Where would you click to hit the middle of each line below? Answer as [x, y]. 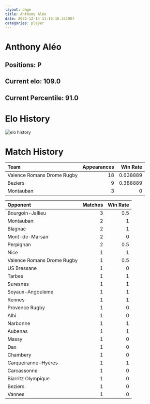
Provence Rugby [26, 307]
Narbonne [19, 323]
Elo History [28, 119]
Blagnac [17, 229]
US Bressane [22, 268]
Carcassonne [22, 371]
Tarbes [15, 276]
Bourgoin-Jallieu [27, 213]
